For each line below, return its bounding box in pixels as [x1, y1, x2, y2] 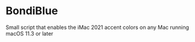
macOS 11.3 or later [5, 30, 54, 37]
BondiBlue [5, 4, 58, 18]
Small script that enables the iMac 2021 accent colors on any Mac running [5, 24, 190, 31]
